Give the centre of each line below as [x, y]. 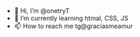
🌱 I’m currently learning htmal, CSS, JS [71, 18]
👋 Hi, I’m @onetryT [42, 11]
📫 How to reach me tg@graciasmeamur [74, 26]
